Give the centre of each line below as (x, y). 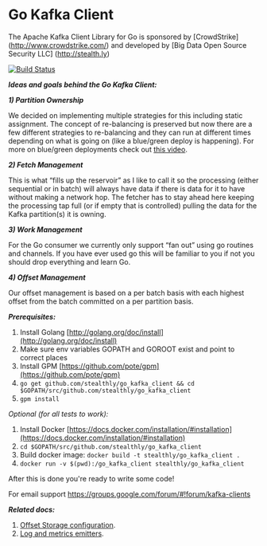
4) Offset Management (47, 277)
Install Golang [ (44, 332)
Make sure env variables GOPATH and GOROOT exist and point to (127, 349)
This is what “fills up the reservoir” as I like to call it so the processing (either (133, 180)
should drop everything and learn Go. (70, 261)
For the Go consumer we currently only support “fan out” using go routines (131, 245)
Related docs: (32, 509)
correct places (43, 357)
